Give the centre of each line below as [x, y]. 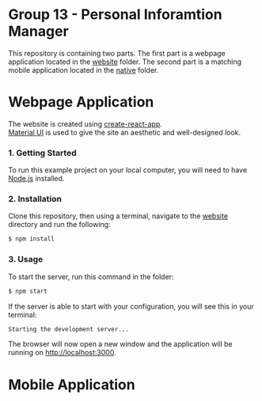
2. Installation [35, 199]
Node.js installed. [36, 179]
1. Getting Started [42, 153]
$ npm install [32, 239]
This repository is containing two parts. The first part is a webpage [117, 53]
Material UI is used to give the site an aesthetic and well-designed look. [125, 132]
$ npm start [28, 291]
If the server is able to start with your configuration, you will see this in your [131, 306]
